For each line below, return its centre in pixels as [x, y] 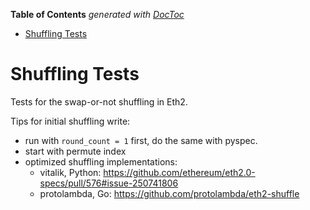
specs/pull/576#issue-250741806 [109, 183]
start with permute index [75, 151]
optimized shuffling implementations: [101, 161]
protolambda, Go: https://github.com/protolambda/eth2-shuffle [169, 193]
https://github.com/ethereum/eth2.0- [179, 172]
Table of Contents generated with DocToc [97, 14]
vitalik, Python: [70, 172]
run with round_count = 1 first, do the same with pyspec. [141, 140]
